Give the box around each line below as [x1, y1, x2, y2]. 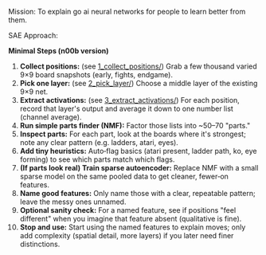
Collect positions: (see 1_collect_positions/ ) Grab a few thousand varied [19, 61, 257, 71]
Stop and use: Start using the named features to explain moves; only [19, 222, 246, 232]
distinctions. [19, 239, 61, 249]
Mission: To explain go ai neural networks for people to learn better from [8, 7, 246, 16]
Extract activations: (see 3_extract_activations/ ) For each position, [19, 96, 241, 104]
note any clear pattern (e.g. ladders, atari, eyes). [19, 138, 179, 147]
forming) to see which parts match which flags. [19, 155, 175, 164]
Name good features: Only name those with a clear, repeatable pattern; [19, 189, 256, 198]
